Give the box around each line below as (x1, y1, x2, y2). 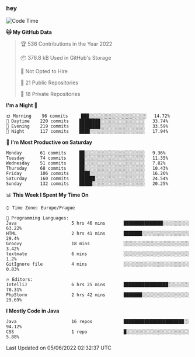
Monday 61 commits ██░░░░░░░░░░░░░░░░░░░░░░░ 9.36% (6, 150, 166, 156)
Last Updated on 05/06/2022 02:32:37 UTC (6, 344, 112, 352)
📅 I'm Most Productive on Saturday (6, 139, 92, 146)
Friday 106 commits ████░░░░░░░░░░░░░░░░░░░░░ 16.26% (6, 171, 168, 177)
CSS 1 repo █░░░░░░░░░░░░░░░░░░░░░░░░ (6, 329, 190, 335)
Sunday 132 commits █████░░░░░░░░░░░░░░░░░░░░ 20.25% (6, 181, 168, 187)
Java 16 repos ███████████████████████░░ (6, 319, 190, 325)
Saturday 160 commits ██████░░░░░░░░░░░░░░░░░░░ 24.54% (6, 176, 168, 182)
